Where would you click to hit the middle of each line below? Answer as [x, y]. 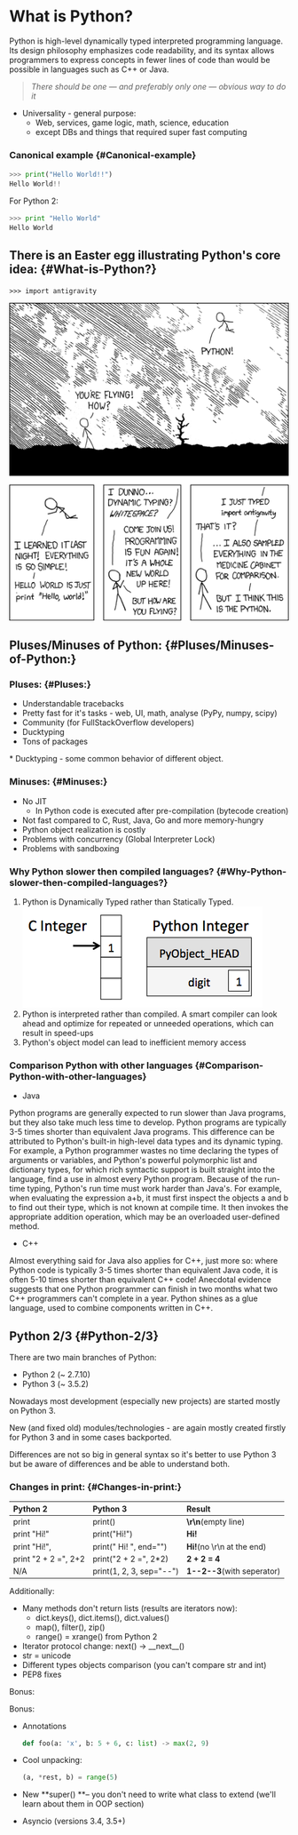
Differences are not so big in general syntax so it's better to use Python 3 [143, 1455]
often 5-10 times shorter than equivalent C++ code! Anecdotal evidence [141, 1280]
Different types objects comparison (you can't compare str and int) [144, 1664]
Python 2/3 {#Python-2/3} [84, 1336]
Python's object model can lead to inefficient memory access [134, 1042]
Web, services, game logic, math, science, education [132, 123]
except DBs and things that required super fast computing [141, 132]
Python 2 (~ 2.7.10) [56, 1375]
